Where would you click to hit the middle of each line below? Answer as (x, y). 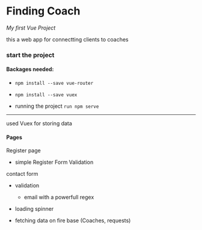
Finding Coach (43, 11)
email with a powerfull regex (59, 197)
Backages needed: (30, 69)
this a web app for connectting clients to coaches (67, 39)
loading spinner (34, 209)
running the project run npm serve (57, 106)
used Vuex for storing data (39, 123)
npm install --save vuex (46, 95)
